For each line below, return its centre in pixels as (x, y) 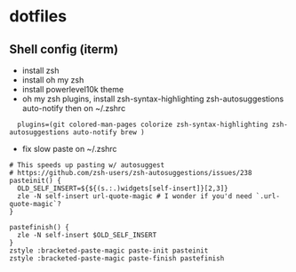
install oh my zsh (53, 80)
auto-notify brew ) (108, 132)
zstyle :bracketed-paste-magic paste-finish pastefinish (117, 259)
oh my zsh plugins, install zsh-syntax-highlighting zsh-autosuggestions (153, 99)
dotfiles (38, 16)
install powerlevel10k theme (73, 89)
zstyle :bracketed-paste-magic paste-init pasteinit (109, 251)
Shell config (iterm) (64, 49)
